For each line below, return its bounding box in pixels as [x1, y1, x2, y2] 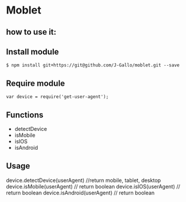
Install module [6, 46, 59, 56]
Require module [6, 78, 66, 88]
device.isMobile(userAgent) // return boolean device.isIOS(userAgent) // [6, 183, 181, 190]
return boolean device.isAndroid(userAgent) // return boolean [6, 189, 155, 196]
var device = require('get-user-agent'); [6, 94, 109, 100]
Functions [6, 110, 44, 120]
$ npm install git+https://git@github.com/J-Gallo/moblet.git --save [6, 62, 180, 68]
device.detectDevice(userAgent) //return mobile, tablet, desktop [6, 177, 161, 184]
